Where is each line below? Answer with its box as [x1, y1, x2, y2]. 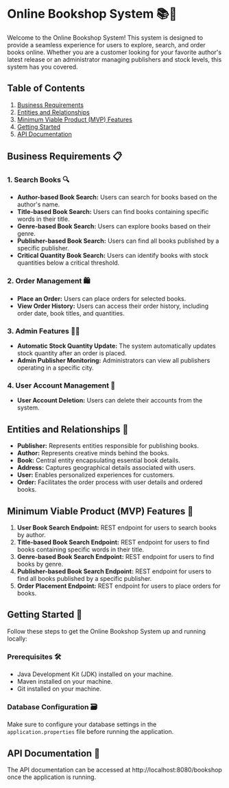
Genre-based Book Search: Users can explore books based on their [16, 222, 211, 230]
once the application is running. [7, 773, 97, 781]
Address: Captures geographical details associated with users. [16, 464, 195, 472]
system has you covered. [7, 62, 78, 71]
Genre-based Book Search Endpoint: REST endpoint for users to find [16, 552, 215, 560]
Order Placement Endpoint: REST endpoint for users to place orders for [16, 582, 221, 590]
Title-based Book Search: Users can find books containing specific [16, 208, 209, 216]
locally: [7, 634, 27, 643]
